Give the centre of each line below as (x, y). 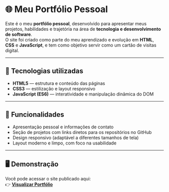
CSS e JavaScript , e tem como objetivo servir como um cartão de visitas (81, 45)
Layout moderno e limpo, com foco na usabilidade (64, 143)
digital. (12, 50)
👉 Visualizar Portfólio (29, 184)
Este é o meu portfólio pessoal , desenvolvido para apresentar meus (76, 23)
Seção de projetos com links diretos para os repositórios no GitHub (82, 132)
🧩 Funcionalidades (35, 115)
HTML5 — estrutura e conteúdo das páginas (59, 83)
